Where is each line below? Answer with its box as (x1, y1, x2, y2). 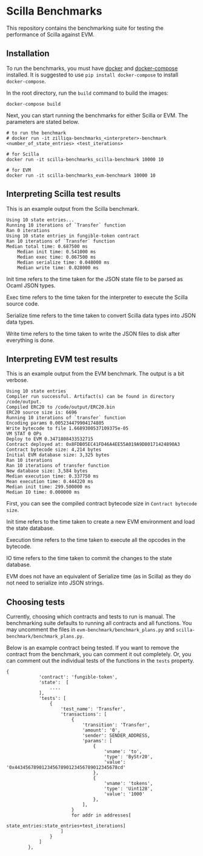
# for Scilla (6, 151, 39, 157)
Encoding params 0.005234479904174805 (6, 420, 104, 426)
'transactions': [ (60, 711, 107, 717)
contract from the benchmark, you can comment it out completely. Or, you (6, 651, 192, 658)
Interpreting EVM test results (6, 354, 118, 364)
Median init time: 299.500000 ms (6, 484, 91, 490)
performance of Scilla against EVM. (6, 30, 95, 38)
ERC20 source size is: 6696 (6, 409, 78, 416)
